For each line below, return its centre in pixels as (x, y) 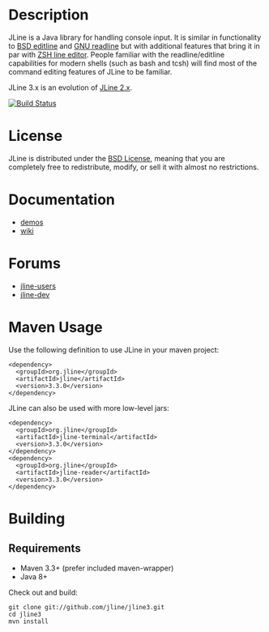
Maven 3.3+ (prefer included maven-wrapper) (97, 568)
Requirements (45, 549)
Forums (34, 263)
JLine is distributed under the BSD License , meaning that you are (117, 158)
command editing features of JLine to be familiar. (90, 71)
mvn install (28, 621)
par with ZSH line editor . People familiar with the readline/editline (117, 54)
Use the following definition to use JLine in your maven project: (114, 349)
